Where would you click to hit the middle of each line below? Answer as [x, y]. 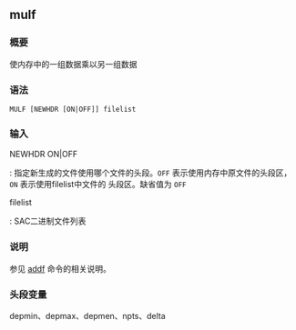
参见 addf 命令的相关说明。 [61, 268]
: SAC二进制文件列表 [48, 221]
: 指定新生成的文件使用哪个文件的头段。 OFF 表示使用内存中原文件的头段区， [151, 173]
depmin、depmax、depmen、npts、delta [87, 315]
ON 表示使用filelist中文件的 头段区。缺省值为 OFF [98, 185]
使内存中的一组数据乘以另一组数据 [73, 64]
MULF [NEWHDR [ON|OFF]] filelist [73, 109]
